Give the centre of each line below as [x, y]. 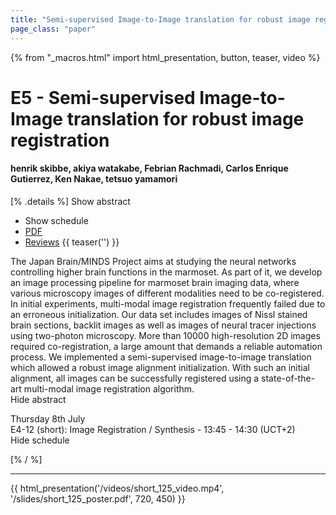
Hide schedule [40, 440]
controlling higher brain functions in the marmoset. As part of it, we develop [166, 272]
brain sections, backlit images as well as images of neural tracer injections [163, 325]
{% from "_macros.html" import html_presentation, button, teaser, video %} [165, 57]
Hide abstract [38, 399]
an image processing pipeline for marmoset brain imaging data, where [155, 282]
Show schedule [56, 220]
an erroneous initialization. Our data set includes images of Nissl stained [159, 314]
